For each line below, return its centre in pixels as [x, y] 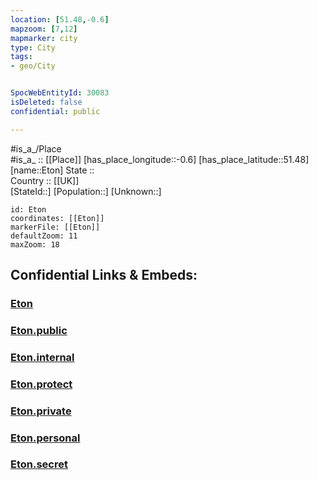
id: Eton [28, 209]
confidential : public [55, 111]
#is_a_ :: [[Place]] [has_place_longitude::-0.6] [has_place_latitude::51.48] [160, 159]
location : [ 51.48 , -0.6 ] [60, 19]
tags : [21, 57]
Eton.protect [41, 384]
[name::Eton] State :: [52, 170]
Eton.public [39, 330]
